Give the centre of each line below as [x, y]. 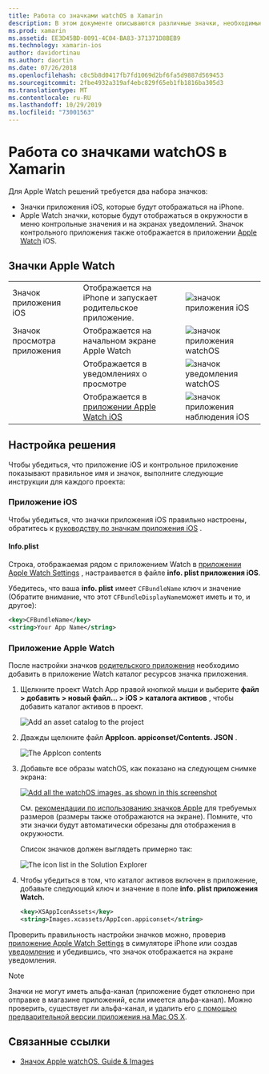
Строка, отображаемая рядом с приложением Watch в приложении [125, 565]
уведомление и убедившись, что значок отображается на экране [121, 951]
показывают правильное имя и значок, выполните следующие [116, 473]
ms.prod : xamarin [37, 30]
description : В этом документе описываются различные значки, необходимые [136, 23]
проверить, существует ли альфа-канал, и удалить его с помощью [123, 1008]
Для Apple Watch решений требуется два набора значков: [108, 191]
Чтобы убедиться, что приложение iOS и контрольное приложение [123, 465]
